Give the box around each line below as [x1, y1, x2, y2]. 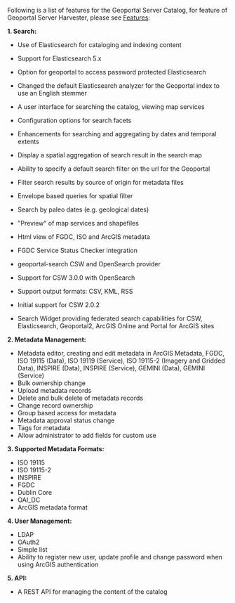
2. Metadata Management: [7, 335, 86, 344]
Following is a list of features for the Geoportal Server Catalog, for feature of [7, 6, 228, 14]
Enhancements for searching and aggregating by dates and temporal [17, 130, 217, 138]
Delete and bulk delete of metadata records [17, 394, 144, 402]
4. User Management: [7, 517, 72, 525]
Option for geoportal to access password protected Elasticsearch [17, 68, 207, 76]
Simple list [17, 545, 48, 554]
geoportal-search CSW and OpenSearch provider [17, 260, 161, 268]
